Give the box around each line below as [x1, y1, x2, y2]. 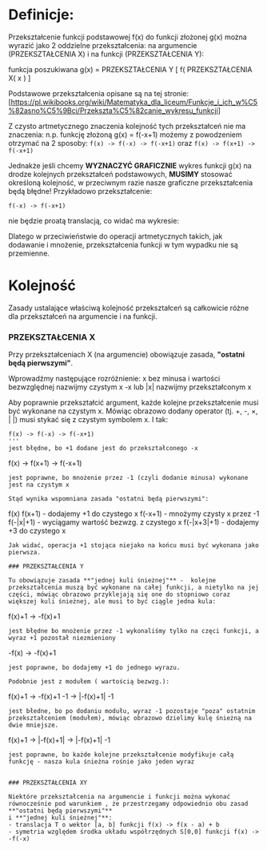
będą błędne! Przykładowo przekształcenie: [8, 186, 153, 195]
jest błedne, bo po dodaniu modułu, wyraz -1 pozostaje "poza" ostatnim [8, 707, 256, 715]
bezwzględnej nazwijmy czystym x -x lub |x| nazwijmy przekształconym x [8, 382, 252, 392]
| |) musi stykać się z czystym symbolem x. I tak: [8, 415, 169, 425]
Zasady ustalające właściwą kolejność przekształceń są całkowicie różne [8, 303, 249, 312]
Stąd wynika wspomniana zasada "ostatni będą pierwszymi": [8, 495, 209, 503]
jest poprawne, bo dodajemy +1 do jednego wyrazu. [8, 663, 181, 672]
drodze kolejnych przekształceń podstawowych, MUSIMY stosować [8, 169, 233, 179]
